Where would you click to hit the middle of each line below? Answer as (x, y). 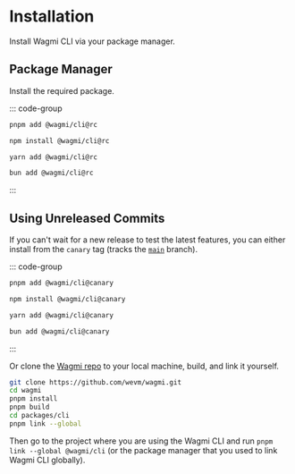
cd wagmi (25, 391)
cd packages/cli (39, 416)
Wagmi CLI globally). (47, 460)
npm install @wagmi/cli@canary (67, 299)
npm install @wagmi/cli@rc (59, 140)
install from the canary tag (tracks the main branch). (104, 250)
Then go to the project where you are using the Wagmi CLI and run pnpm (141, 441)
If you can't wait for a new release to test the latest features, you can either (147, 240)
